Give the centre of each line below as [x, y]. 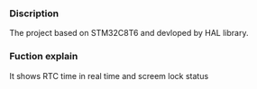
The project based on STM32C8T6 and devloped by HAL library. [129, 33]
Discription [34, 13]
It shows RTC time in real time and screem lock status [109, 76]
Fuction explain [44, 57]
